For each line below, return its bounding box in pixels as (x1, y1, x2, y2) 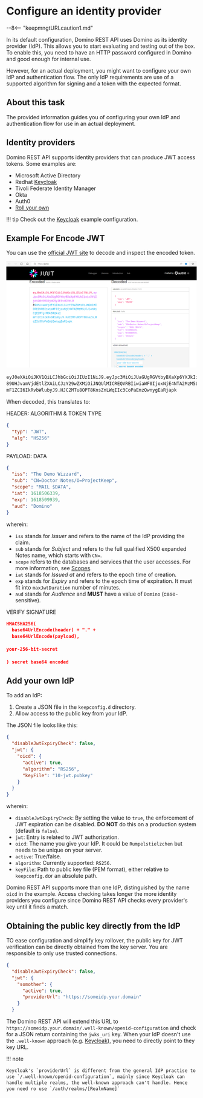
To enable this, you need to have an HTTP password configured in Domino (6, 48, 192, 56)
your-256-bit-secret (6, 646, 59, 653)
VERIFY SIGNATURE (6, 608, 56, 616)
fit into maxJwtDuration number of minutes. (14, 584, 121, 591)
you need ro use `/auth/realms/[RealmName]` (6, 1086, 120, 1092)
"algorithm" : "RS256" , (22, 766, 80, 772)
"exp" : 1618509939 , (11, 496, 61, 503)
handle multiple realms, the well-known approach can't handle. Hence (6, 1080, 188, 1086)
